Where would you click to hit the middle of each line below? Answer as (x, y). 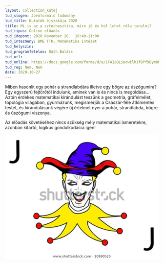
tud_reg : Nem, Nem (24, 67)
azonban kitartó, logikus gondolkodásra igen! (51, 128)
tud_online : (17, 62)
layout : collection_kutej (31, 10)
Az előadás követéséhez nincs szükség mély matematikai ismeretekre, (76, 122)
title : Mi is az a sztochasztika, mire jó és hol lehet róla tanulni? (78, 26)
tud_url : (14, 57)
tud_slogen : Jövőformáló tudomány (40, 15)
